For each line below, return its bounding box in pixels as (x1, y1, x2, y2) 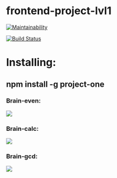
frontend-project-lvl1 (6, 4, 112, 18)
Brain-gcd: (6, 152, 38, 160)
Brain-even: (6, 97, 41, 105)
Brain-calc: (6, 124, 39, 133)
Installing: (6, 56, 56, 69)
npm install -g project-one (6, 79, 105, 89)
